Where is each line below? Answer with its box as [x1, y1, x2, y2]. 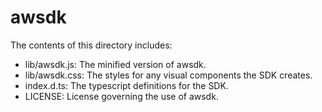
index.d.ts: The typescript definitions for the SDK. [24, 79, 229, 91]
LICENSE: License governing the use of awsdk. [24, 90, 219, 102]
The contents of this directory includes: [10, 39, 173, 51]
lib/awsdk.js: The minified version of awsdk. [24, 58, 207, 70]
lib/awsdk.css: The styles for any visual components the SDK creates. [24, 69, 313, 81]
